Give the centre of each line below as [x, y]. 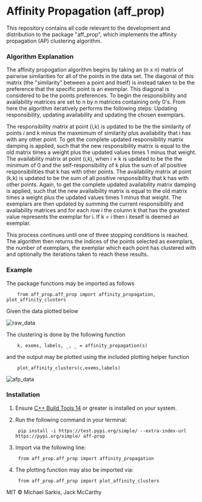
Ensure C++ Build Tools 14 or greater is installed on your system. [96, 408]
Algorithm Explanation [40, 56]
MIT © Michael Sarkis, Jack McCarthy [54, 492]
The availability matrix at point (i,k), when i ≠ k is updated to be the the [94, 159]
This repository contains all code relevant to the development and [89, 28]
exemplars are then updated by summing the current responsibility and [95, 204]
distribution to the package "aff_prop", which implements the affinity [92, 34]
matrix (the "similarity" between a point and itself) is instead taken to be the [101, 82]
